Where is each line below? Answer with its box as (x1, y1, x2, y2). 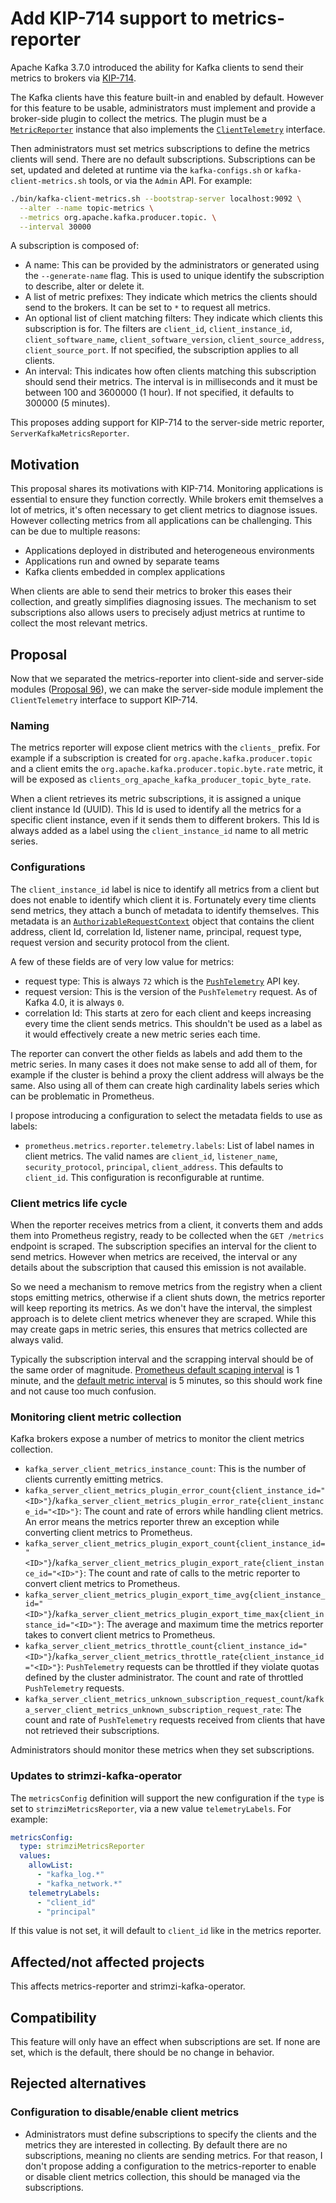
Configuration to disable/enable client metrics (10, 2105, 240, 2119)
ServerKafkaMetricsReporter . (10, 427, 130, 439)
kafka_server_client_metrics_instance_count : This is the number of (24, 1463, 307, 1475)
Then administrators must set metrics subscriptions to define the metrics (10, 142, 311, 154)
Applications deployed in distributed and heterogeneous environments (24, 545, 315, 557)
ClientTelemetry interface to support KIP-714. (10, 694, 198, 706)
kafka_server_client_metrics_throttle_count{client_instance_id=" (24, 1642, 308, 1652)
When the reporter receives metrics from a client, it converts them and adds (10, 1218, 323, 1231)
